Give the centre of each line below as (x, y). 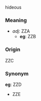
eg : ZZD (13, 84)
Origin (13, 50)
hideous (13, 7)
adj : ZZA (21, 31)
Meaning (16, 20)
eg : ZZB (28, 37)
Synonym (17, 73)
